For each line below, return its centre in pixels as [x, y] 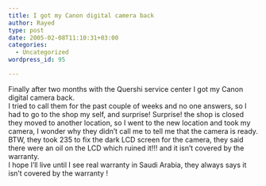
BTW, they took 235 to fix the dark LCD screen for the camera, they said [126, 139]
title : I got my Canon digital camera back [81, 15]
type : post [26, 30]
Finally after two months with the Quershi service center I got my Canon [126, 89]
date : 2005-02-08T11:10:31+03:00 [64, 38]
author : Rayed [32, 23]
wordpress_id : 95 [37, 60]
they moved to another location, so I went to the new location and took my [129, 123]
